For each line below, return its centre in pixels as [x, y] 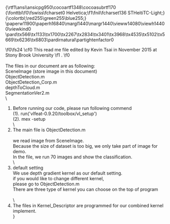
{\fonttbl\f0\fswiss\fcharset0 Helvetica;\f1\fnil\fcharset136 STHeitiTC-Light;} [85, 13]
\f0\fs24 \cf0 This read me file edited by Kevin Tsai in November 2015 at [81, 50]
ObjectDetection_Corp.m [31, 82]
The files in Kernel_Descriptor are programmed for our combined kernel [88, 205]
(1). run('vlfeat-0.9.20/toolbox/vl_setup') [55, 114]
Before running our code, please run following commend [72, 108]
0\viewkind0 [18, 29]
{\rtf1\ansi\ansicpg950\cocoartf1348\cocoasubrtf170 [61, 7]
